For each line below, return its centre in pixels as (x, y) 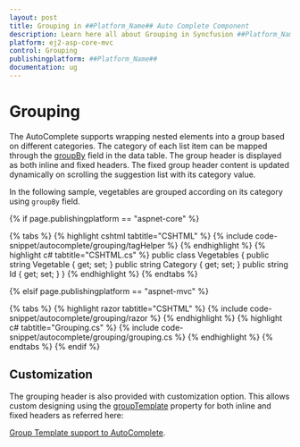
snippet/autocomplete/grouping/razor (79, 317)
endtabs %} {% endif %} (55, 346)
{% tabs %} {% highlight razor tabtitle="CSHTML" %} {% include (129, 308)
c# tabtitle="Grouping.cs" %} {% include (84, 327)
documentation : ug (43, 68)
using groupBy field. (45, 201)
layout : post (33, 17)
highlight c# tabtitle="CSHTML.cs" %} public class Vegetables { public (139, 255)
